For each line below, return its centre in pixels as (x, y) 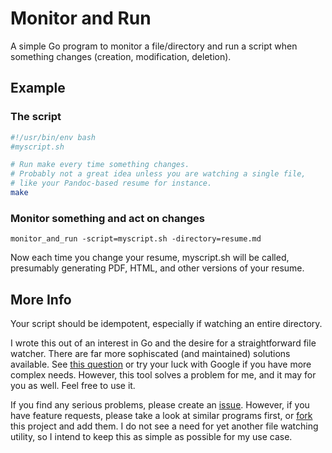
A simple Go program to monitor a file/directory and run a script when (154, 46)
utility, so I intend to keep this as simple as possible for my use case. (151, 436)
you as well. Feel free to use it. (73, 385)
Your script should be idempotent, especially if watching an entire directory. (166, 323)
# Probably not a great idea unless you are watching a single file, (158, 174)
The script (36, 117)
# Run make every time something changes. (100, 165)
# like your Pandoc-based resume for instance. (111, 183)
